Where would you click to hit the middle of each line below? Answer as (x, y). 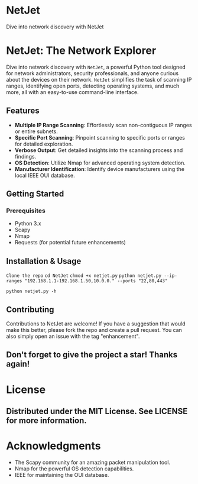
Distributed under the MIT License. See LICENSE (97, 411)
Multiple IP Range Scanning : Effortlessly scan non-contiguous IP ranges (103, 125)
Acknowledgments (54, 446)
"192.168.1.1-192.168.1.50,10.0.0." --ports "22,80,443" (96, 281)
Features (23, 111)
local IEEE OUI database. (45, 175)
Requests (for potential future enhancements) (70, 243)
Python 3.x (28, 224)
